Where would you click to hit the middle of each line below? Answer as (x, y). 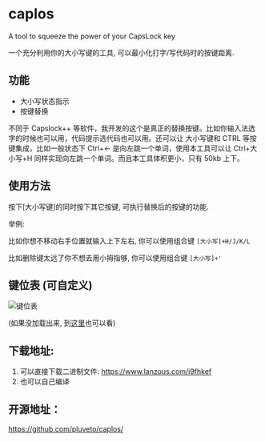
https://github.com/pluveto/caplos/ (66, 429)
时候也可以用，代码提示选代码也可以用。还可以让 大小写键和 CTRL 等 (136, 138)
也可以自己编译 (44, 382)
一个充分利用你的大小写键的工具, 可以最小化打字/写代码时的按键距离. (121, 52)
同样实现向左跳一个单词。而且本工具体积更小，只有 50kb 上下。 (139, 158)
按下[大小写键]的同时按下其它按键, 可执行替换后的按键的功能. (109, 207)
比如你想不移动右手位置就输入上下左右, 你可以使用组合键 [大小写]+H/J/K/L (129, 240)
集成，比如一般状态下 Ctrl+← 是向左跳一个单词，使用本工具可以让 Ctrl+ (132, 148)
